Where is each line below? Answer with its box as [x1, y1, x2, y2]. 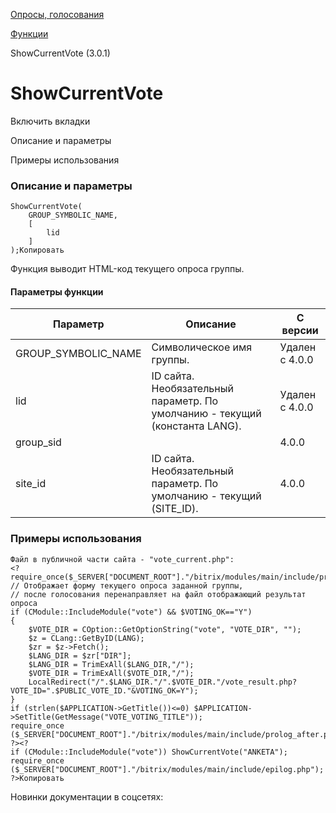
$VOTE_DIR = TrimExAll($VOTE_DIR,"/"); [28, 668, 195, 678]
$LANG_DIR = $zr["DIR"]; [28, 650, 132, 661]
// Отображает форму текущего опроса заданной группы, [10, 580, 244, 591]
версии [281, 324, 319, 338]
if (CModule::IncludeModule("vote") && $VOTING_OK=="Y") [10, 607, 253, 617]
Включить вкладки [10, 115, 91, 127]
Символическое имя [151, 340, 253, 354]
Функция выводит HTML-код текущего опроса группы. [10, 263, 245, 275]
